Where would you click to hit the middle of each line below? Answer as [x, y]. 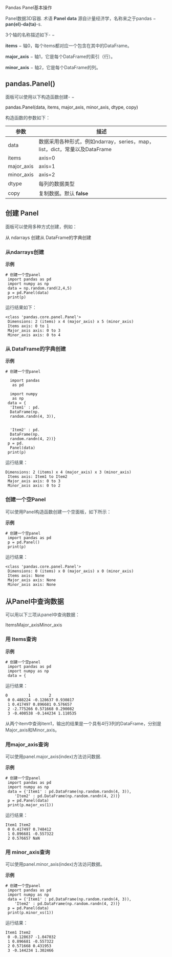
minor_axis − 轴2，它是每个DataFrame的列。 [53, 67]
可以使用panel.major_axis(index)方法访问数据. [53, 756]
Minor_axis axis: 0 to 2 [34, 486]
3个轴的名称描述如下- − [30, 35]
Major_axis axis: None [32, 580]
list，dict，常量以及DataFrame [75, 149]
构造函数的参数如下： [28, 117]
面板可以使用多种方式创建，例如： [41, 227]
